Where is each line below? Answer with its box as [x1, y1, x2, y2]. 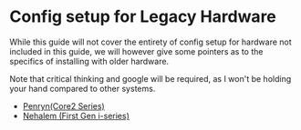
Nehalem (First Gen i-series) [22, 110, 130, 121]
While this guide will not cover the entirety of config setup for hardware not [9, 36, 292, 47]
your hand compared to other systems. [9, 83, 156, 94]
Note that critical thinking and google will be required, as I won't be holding [9, 73, 292, 84]
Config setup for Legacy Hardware [9, 6, 276, 27]
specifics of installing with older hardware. [9, 55, 170, 66]
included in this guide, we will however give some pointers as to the [9, 45, 264, 56]
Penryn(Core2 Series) [22, 100, 105, 111]
